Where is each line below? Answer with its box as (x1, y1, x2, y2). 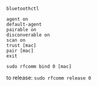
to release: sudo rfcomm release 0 (6, 74, 92, 81)
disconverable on (6, 32, 50, 38)
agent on (6, 16, 28, 22)
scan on (6, 37, 26, 43)
